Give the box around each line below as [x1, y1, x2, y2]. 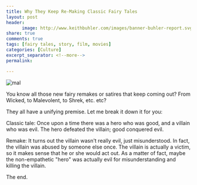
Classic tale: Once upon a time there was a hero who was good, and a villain [6, 119, 191, 126]
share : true [6, 31, 35, 36]
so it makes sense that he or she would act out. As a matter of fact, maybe [6, 149, 186, 156]
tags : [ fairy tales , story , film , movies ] [6, 42, 111, 48]
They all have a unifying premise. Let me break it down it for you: [6, 108, 163, 115]
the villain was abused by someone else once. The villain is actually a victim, [6, 143, 191, 150]
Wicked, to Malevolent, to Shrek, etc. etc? [6, 96, 107, 103]
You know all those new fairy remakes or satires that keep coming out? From [6, 90, 191, 97]
